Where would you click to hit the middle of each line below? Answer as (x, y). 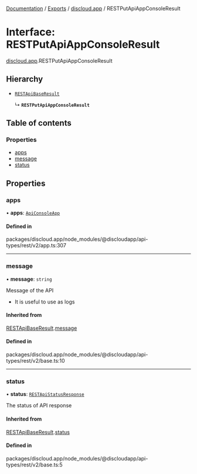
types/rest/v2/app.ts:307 (36, 245)
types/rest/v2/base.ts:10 (36, 361)
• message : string (29, 279)
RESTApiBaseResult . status (38, 432)
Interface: (31, 32)
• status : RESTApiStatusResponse (45, 394)
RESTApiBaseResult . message (42, 328)
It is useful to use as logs (45, 302)
